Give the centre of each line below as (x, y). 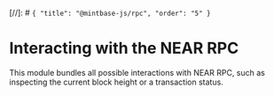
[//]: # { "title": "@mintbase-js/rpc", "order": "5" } (110, 13)
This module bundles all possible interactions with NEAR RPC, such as (137, 72)
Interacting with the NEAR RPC (124, 48)
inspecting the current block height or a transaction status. (116, 82)
